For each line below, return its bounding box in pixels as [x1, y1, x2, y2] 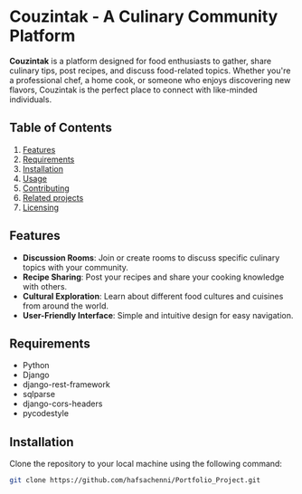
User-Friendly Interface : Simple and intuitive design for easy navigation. [22, 309, 294, 320]
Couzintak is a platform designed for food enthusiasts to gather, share [9, 55, 272, 66]
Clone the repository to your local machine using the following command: [9, 459, 283, 470]
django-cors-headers [22, 398, 103, 409]
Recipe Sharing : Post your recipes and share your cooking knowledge [22, 271, 285, 282]
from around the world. [22, 300, 109, 311]
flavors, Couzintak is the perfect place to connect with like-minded [9, 84, 258, 95]
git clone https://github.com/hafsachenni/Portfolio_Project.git [9, 476, 260, 485]
